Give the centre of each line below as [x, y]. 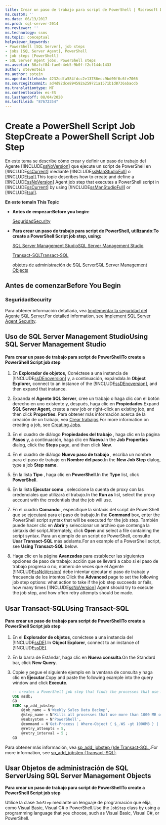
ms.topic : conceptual [27, 38]
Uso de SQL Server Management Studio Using [77, 337]
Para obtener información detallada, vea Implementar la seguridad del [76, 310]
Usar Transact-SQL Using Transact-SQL [67, 608]
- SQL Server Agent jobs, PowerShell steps [51, 60]
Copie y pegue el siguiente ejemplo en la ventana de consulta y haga [83, 672]
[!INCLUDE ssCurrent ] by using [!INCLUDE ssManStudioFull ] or [68, 187]
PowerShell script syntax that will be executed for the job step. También [85, 520]
